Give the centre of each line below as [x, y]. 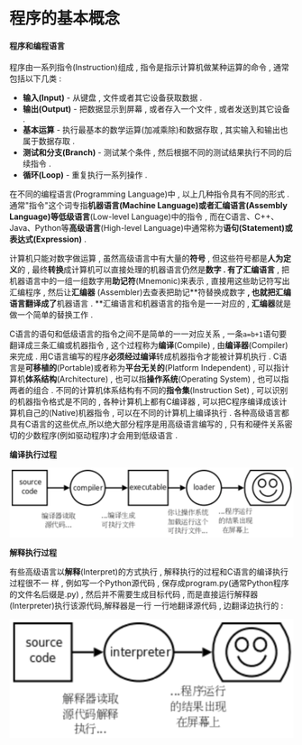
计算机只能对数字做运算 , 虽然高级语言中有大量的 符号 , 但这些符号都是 [138, 259]
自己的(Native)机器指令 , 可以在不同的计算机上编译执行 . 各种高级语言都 [157, 413]
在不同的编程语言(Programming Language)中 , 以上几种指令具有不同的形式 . [150, 194]
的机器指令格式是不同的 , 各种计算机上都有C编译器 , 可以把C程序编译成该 [144, 401]
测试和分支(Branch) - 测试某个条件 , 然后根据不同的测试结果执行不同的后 [157, 152]
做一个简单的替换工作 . [51, 315]
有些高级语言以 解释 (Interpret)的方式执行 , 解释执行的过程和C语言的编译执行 [149, 571]
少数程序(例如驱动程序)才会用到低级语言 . [101, 436]
